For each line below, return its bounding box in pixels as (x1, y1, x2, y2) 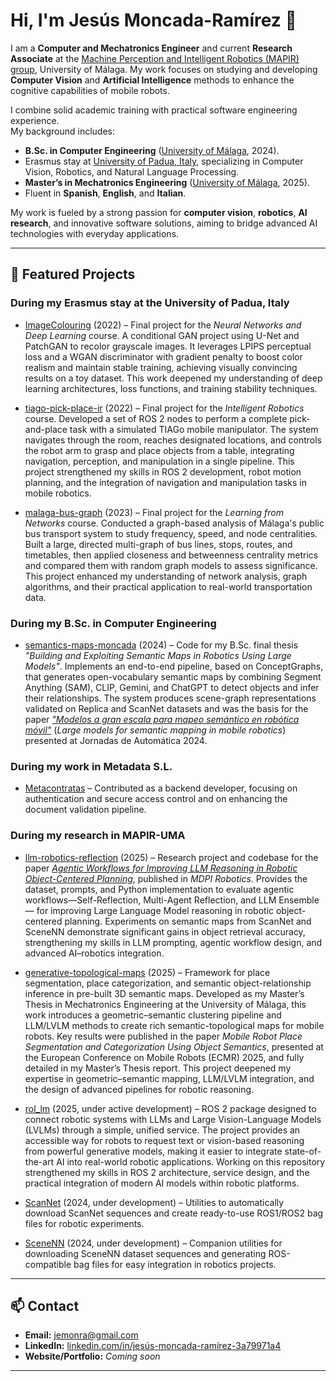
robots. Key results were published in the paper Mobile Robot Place (24, 1030, 303, 1042)
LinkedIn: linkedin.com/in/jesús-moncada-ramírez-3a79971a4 (24, 1340, 282, 1352)
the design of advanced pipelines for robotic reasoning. (24, 1083, 255, 1095)
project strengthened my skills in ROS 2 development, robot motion (24, 465, 302, 478)
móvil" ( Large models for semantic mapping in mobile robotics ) (24, 724, 287, 736)
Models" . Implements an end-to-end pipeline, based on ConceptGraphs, (24, 660, 324, 672)
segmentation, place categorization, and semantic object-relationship (24, 977, 312, 989)
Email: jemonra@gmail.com (24, 1329, 139, 1341)
